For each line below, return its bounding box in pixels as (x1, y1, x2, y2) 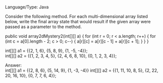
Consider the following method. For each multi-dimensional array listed (5, 14, 148, 19)
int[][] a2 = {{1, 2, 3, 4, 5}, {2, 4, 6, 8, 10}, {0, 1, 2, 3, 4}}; (5, 53, 117, 59)
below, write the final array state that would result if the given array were (5, 19, 151, 24)
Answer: (5, 63, 22, 68)
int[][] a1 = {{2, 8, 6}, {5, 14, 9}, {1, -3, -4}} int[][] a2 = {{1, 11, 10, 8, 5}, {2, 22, (5, 67, 159, 73)
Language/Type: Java (5, 4, 49, 10)
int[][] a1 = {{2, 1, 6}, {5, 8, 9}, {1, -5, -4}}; (5, 48, 88, 53)
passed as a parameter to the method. (5, 24, 82, 30)
